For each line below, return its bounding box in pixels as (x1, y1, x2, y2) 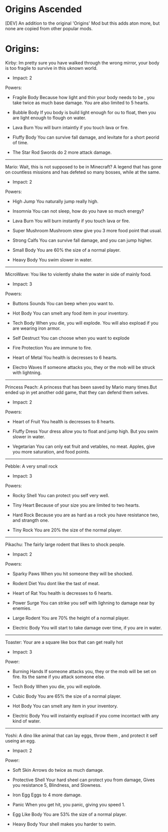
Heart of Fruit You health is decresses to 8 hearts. (12, 418, 115, 424)
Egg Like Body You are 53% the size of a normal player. (12, 811, 127, 817)
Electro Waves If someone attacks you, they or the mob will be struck (12, 364, 155, 370)
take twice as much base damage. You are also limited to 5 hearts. (12, 100, 149, 106)
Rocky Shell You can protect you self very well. (12, 492, 109, 498)
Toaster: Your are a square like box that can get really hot (5, 639, 123, 645)
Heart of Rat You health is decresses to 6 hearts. (12, 590, 113, 596)
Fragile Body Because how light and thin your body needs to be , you (12, 94, 155, 100)
